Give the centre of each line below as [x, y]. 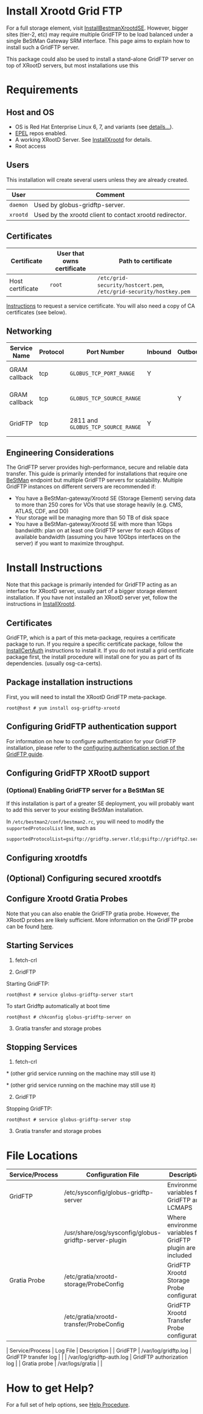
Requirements [42, 90]
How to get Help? [50, 1388]
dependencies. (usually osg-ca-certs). [54, 663]
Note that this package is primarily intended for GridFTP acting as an [92, 585]
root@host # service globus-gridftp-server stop [69, 1120]
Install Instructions [54, 568]
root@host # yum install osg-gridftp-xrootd [63, 708]
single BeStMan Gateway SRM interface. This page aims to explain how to [98, 41]
